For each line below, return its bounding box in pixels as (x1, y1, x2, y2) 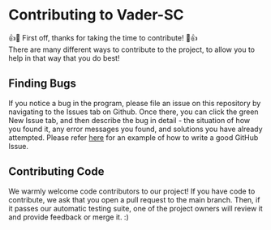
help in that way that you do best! (8, 53, 120, 62)
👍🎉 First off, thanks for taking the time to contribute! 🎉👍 (8, 32, 198, 42)
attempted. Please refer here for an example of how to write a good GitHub (8, 132, 259, 143)
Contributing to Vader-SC (8, 6, 184, 24)
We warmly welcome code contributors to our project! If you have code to (8, 186, 256, 196)
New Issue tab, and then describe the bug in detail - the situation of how (8, 115, 250, 125)
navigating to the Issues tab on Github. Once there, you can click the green (8, 107, 259, 117)
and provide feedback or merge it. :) (8, 212, 129, 222)
